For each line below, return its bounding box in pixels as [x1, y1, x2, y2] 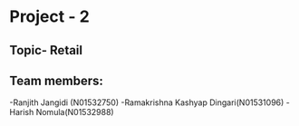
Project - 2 [9, 6, 91, 27]
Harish [9, 107, 34, 118]
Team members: [9, 73, 104, 88]
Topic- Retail [9, 43, 83, 58]
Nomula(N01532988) [35, 107, 115, 118]
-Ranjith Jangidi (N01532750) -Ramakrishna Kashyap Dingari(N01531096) [9, 97, 285, 108]
